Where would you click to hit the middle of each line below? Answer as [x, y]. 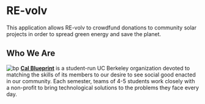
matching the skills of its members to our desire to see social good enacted [101, 75]
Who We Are [31, 54]
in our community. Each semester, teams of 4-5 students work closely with [101, 81]
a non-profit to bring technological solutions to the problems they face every [103, 87]
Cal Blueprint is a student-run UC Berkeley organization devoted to [105, 68]
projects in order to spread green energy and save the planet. [84, 34]
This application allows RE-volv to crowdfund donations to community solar [102, 28]
